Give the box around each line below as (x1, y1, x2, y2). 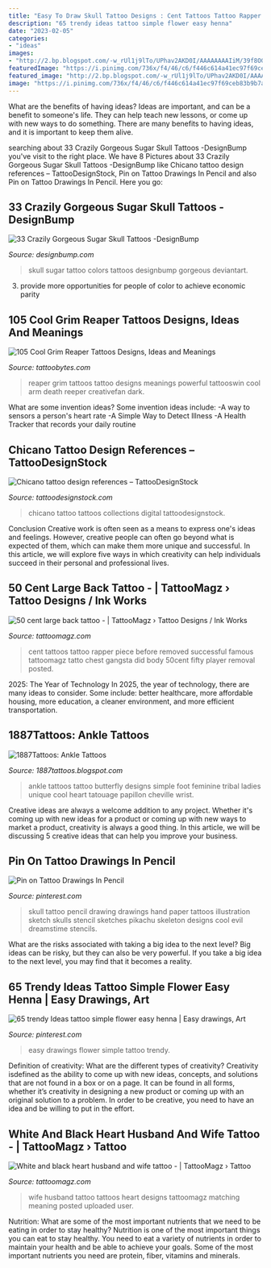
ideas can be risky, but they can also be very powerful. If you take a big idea (8, 948, 262, 958)
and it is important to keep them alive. (8, 127, 134, 137)
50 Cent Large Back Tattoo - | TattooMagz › (8, 581, 230, 595)
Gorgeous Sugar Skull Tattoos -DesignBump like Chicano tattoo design (8, 160, 244, 169)
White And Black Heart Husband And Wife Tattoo (8, 1127, 261, 1141)
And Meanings (8, 326, 84, 339)
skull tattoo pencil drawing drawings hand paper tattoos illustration (27, 907, 251, 917)
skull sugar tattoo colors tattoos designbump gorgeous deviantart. (27, 265, 248, 275)
